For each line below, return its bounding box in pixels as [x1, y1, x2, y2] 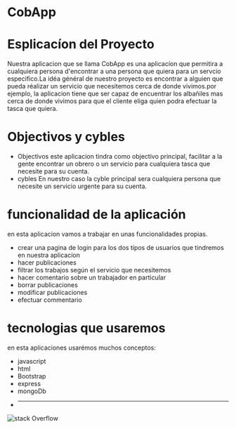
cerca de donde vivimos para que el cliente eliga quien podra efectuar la [7, 97, 217, 105]
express [17, 379, 41, 388]
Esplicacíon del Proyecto [7, 37, 155, 53]
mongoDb [17, 387, 47, 395]
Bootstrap [17, 371, 46, 380]
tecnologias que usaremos [7, 320, 166, 336]
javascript [17, 357, 46, 365]
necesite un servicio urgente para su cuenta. [17, 182, 147, 190]
